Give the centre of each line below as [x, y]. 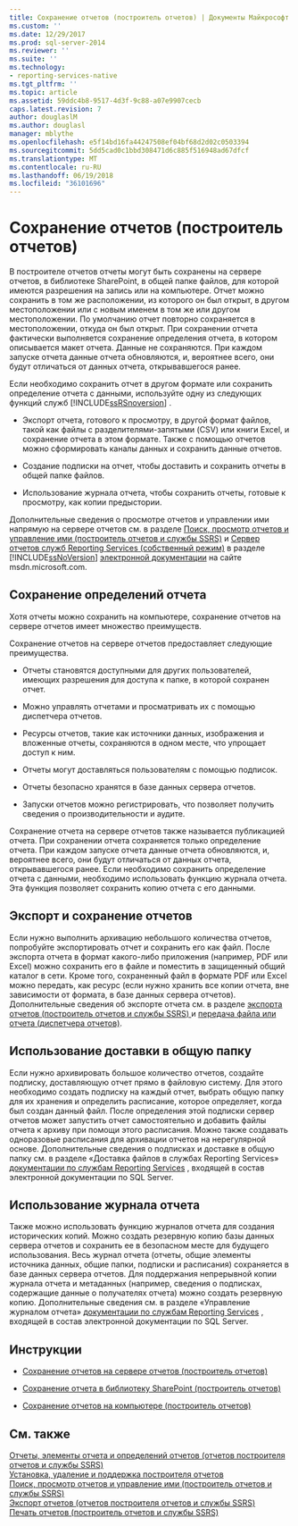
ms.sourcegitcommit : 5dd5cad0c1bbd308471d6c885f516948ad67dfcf [129, 150]
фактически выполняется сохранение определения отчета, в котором [144, 338]
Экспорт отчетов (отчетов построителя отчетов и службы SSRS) [132, 1503]
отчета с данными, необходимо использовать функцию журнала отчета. [148, 878]
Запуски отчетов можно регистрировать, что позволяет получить [148, 804]
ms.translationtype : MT [54, 159]
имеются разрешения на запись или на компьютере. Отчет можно [137, 290]
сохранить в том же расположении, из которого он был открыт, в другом [149, 300]
